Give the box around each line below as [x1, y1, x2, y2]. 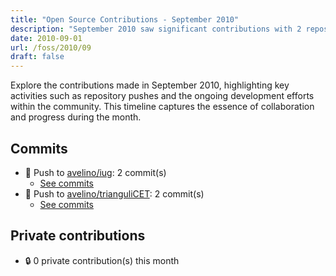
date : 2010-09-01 [10, 33, 83, 43]
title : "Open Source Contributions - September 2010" [10, 14, 240, 25]
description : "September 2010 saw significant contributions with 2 [10, 24, 302, 34]
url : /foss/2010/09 [10, 42, 92, 53]
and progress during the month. [10, 111, 142, 123]
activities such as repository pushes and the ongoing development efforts [10, 90, 315, 102]
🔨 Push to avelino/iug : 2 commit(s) [24, 166, 167, 178]
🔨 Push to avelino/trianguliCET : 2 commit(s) [24, 187, 205, 200]
